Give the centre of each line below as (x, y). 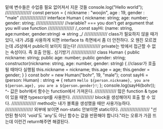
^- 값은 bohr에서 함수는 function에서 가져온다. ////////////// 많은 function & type (81, 91)
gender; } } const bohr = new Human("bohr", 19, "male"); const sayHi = (77, 75)
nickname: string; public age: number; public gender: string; (66, 58)
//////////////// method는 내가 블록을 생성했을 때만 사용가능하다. (71, 103)
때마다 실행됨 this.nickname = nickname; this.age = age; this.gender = (80, 69)
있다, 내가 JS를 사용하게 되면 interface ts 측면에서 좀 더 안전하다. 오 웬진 (74, 40)
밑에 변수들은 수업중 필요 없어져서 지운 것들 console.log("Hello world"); (74, 7)
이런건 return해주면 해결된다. (42, 121)
